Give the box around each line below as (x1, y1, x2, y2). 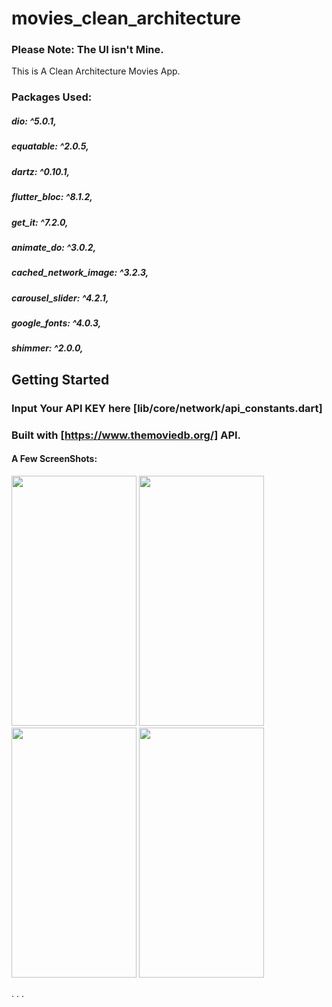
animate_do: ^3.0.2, (11, 241, 97, 253)
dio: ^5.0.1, (11, 115, 57, 127)
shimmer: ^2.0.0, (11, 342, 84, 354)
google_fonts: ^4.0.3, (11, 317, 102, 329)
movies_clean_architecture (11, 7, 242, 30)
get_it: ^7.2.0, (11, 216, 69, 228)
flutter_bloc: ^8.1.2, (11, 191, 94, 203)
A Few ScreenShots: (11, 453, 98, 465)
